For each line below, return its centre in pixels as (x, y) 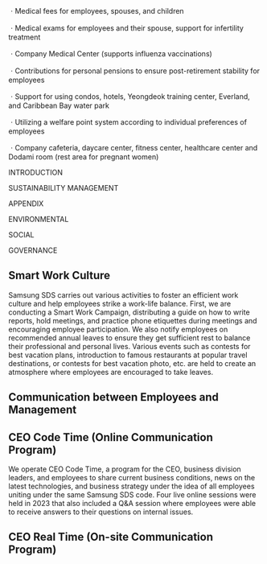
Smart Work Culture (60, 276)
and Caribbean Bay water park (59, 105)
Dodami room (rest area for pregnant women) (84, 157)
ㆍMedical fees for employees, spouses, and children (96, 11)
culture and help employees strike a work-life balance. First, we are (120, 303)
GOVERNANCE (33, 250)
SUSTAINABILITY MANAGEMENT (64, 188)
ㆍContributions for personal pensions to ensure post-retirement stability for (134, 71)
